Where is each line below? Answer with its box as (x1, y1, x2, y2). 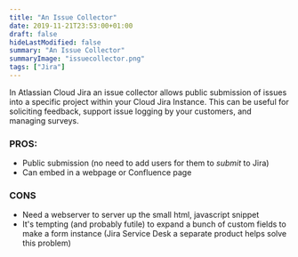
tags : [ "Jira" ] (9, 63, 66, 72)
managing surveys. (9, 115, 79, 125)
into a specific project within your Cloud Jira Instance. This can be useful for (9, 96, 289, 107)
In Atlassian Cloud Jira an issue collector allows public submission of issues (9, 86, 287, 98)
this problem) (21, 237, 71, 249)
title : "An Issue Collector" (9, 12, 117, 22)
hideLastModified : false (9, 37, 101, 47)
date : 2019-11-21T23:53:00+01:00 (9, 21, 133, 30)
